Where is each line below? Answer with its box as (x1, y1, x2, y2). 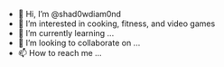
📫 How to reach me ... (17, 48, 102, 58)
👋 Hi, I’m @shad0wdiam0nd (17, 9, 122, 19)
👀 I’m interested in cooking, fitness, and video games (17, 18, 216, 29)
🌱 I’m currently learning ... (17, 28, 115, 38)
